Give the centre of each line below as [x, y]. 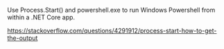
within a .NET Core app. [41, 17]
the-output [23, 38]
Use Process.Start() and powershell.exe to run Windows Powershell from [111, 10]
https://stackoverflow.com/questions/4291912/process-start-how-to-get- [112, 31]
